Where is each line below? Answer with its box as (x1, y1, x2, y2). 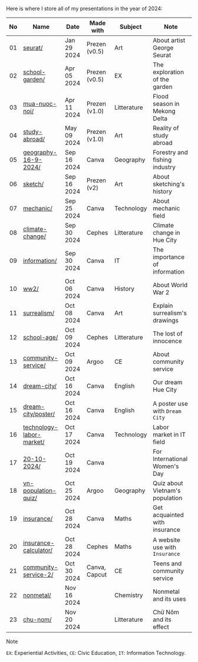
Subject (120, 23, 142, 31)
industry (153, 163, 176, 171)
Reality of (153, 124, 179, 132)
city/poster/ (23, 410, 55, 418)
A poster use (153, 400, 189, 407)
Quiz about (153, 479, 183, 487)
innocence (153, 337, 182, 345)
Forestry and (153, 149, 189, 156)
